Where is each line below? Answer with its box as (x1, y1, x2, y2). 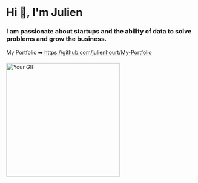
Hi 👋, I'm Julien (6, 5, 83, 19)
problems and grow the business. (6, 35, 107, 43)
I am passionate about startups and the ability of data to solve (6, 27, 192, 36)
